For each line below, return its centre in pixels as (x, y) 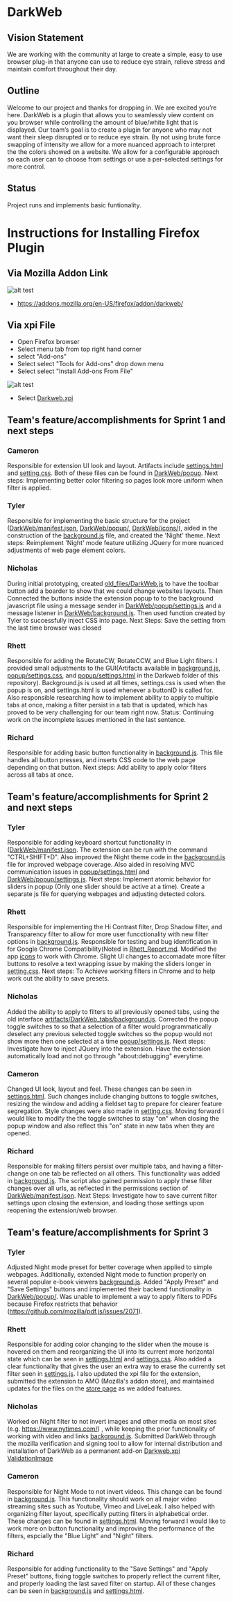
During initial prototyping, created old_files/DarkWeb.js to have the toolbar (113, 583)
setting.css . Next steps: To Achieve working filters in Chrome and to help (111, 971)
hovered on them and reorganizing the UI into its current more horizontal (111, 1352)
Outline (23, 91)
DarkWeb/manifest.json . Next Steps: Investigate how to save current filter (112, 1196)
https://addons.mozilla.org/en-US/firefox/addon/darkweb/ (100, 303)
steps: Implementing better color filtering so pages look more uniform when (115, 481)
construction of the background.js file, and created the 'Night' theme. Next (114, 535)
